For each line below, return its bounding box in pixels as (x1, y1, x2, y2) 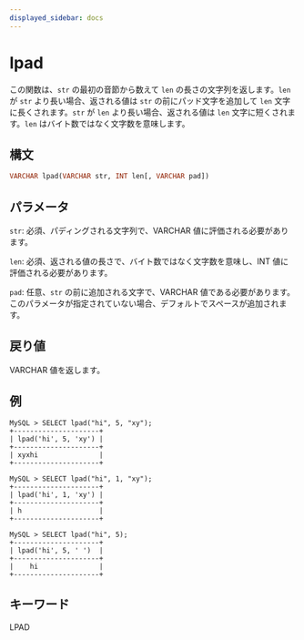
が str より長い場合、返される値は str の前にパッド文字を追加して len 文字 (9, 95, 291, 106)
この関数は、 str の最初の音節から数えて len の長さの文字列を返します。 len (9, 84, 291, 95)
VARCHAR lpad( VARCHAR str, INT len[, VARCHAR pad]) (9, 172, 209, 181)
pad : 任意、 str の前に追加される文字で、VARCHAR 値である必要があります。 (9, 287, 296, 298)
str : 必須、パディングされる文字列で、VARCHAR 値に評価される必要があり (9, 225, 289, 237)
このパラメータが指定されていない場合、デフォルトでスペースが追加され (9, 298, 279, 310)
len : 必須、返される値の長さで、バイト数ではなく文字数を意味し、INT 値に (9, 256, 289, 267)
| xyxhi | (9, 450, 104, 460)
